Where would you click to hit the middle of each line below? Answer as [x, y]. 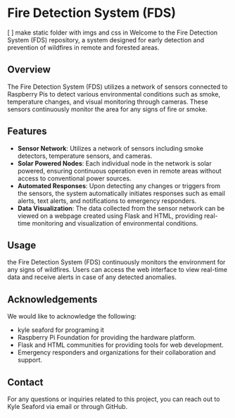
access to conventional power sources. [74, 178]
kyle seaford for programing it [61, 330]
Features [27, 131]
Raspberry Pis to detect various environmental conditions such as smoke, [114, 94]
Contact [25, 382]
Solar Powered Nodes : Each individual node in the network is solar [115, 163]
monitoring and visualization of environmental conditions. [115, 223]
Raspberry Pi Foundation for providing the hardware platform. [107, 338]
